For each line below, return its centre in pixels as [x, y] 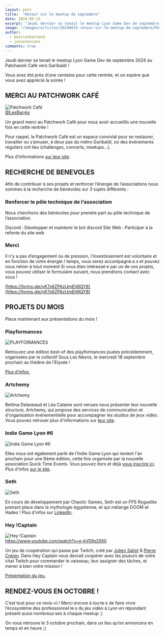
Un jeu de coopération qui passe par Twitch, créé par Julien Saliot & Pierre [81, 551]
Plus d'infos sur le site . [28, 469]
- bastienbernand [27, 37]
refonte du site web [25, 233]
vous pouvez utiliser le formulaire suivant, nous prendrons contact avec [77, 272]
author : [13, 32]
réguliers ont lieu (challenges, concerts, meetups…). [58, 147]
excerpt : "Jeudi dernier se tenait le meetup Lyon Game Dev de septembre [82, 23]
